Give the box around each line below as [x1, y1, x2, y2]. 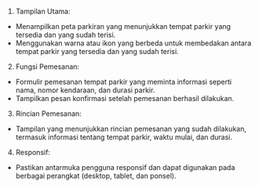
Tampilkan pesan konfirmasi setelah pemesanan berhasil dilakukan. [15, 94, 235, 103]
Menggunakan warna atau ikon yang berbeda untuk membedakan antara [15, 38, 252, 48]
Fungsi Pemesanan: [15, 62, 80, 71]
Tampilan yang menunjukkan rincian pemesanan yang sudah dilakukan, [15, 125, 247, 133]
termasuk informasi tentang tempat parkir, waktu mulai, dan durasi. [15, 132, 233, 142]
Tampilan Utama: [15, 7, 71, 16]
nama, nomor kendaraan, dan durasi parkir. [15, 85, 155, 95]
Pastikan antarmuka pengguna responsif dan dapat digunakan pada [15, 163, 235, 172]
